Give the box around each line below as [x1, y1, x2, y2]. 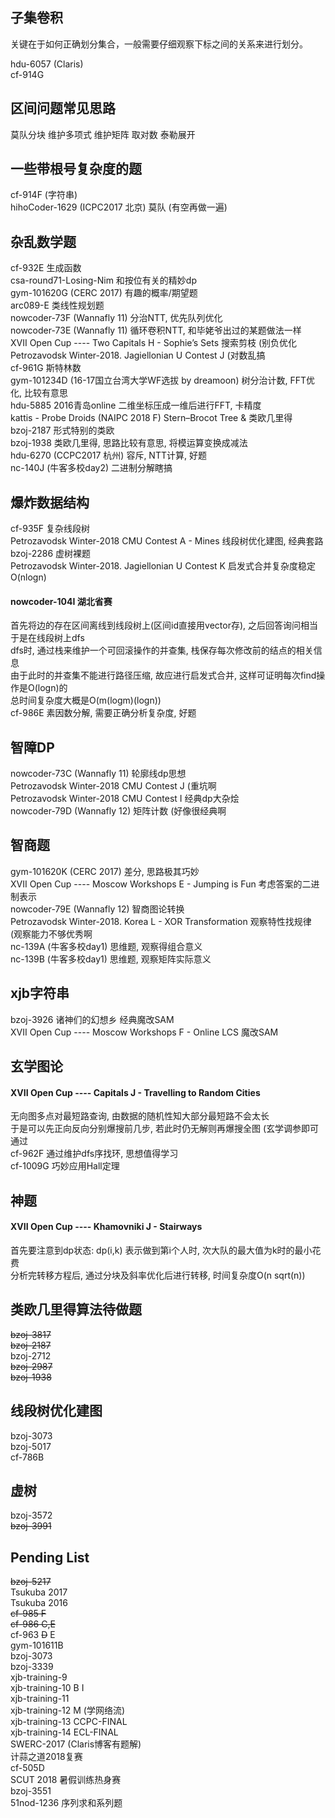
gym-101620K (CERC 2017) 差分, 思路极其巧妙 [10, 865, 200, 877]
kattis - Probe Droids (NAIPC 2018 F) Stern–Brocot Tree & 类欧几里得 [10, 412, 293, 424]
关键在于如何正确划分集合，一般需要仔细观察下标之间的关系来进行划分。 [10, 38, 308, 50]
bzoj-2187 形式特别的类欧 [10, 424, 115, 437]
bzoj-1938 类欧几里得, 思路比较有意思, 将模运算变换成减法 [10, 437, 248, 449]
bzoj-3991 [10, 1520, 52, 1532]
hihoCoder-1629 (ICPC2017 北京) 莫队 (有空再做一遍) [10, 201, 228, 213]
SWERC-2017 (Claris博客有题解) [10, 1738, 142, 1750]
